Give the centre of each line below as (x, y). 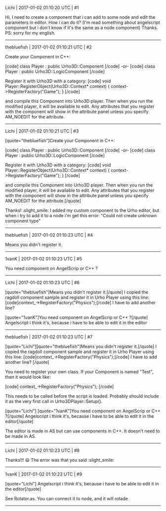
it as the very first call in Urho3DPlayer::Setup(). (54, 401)
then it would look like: (28, 377)
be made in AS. (21, 436)
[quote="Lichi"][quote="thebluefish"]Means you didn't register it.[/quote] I (81, 346)
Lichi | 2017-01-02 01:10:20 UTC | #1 (42, 8)
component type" (23, 221)
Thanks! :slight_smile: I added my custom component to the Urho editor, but (82, 210)
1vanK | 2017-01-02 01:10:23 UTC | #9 (44, 474)
